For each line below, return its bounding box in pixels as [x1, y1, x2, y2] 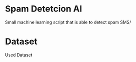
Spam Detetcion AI [5, 3, 82, 14]
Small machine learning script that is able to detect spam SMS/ [5, 19, 132, 25]
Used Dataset [5, 52, 33, 58]
